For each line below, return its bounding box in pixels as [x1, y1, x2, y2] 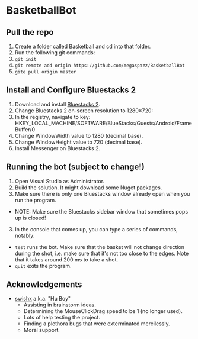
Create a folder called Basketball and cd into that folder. [14, 43, 151, 50]
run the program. [14, 196, 56, 204]
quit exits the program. [14, 262, 72, 269]
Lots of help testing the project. [23, 314, 101, 321]
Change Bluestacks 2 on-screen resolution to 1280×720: [14, 107, 153, 114]
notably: [14, 232, 35, 239]
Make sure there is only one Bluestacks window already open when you [14, 190, 190, 197]
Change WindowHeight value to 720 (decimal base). [14, 138, 143, 146]
